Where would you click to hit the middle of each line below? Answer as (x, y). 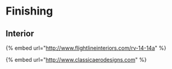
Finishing (29, 11)
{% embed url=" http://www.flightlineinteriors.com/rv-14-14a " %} (86, 48)
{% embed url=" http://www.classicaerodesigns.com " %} (76, 60)
